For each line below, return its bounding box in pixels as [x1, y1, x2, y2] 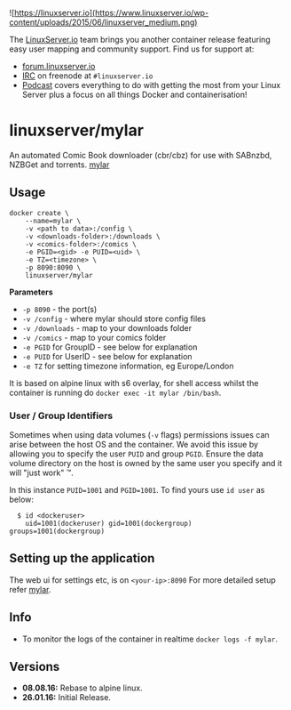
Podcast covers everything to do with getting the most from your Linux [21, 80, 281, 90]
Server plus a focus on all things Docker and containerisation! [21, 89, 248, 100]
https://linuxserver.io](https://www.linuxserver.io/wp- [14, 8, 209, 18]
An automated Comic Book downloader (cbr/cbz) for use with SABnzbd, [9, 149, 272, 160]
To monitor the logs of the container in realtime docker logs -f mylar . [21, 633, 278, 644]
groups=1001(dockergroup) [9, 527, 105, 537]
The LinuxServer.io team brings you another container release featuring [9, 35, 271, 44]
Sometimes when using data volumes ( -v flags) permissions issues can [9, 430, 270, 440]
